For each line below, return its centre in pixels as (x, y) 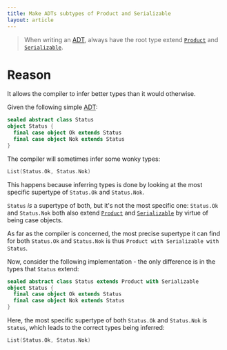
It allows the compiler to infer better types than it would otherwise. (101, 94)
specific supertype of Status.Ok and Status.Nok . (76, 192)
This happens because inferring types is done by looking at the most (105, 184)
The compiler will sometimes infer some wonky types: (84, 159)
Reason (29, 75)
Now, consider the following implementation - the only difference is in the (111, 261)
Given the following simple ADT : (52, 107)
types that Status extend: (43, 269)
